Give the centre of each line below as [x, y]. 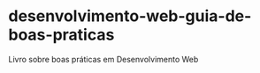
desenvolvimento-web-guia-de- [130, 16]
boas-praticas [61, 35]
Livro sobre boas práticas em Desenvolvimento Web [103, 59]
